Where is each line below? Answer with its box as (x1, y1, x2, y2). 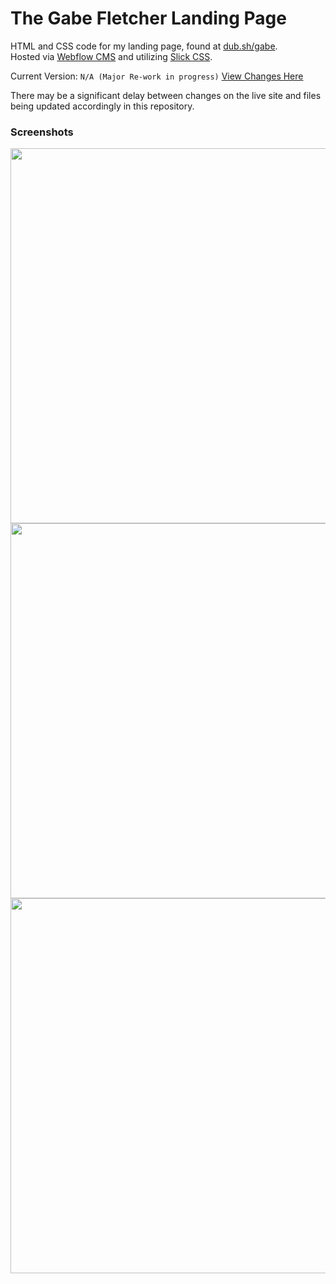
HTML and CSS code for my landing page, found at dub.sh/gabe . (10, 40, 278, 52)
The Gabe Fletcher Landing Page (10, 7, 287, 30)
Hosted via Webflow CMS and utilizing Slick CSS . (10, 50, 213, 62)
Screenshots (10, 125, 74, 139)
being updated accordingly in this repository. (10, 100, 195, 112)
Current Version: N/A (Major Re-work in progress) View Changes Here (10, 70, 304, 82)
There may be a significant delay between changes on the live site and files (10, 89, 322, 101)
